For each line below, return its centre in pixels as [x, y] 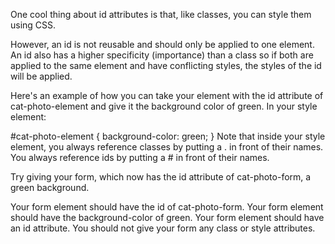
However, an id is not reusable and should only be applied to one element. [162, 44]
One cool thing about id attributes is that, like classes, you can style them [161, 14]
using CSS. [33, 25]
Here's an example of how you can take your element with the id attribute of [167, 95]
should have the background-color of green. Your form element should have [167, 217]
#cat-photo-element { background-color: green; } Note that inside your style [168, 136]
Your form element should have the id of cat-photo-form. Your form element [167, 207]
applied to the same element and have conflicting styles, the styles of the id [166, 65]
